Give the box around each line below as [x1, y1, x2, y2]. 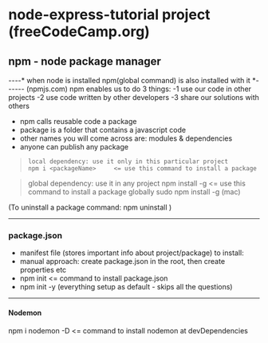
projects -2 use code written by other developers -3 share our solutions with [8, 93, 259, 102]
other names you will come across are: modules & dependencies [19, 134, 233, 143]
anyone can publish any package [19, 142, 129, 151]
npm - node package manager [8, 54, 161, 68]
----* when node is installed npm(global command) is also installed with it [8, 76, 251, 85]
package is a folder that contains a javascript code [19, 126, 186, 134]
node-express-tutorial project [8, 6, 211, 24]
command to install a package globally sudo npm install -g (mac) [27, 187, 241, 197]
